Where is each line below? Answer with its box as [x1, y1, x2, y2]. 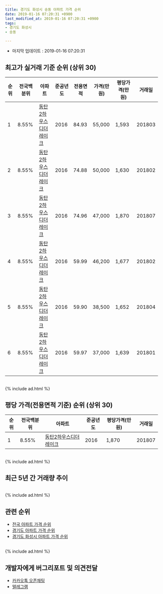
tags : [5, 20, 16, 26]
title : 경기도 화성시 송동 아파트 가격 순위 [5, 7, 81, 12]
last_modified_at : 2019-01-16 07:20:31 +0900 [5, 16, 98, 21]
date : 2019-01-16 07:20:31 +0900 [5, 12, 73, 17]
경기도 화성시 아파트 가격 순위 [12, 534, 68, 540]
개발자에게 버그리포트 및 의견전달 [5, 564, 98, 572]
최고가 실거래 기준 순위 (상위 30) [5, 64, 97, 72]
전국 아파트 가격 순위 [12, 522, 51, 527]
